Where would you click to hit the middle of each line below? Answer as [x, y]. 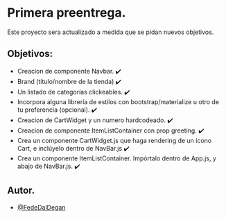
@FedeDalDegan [41, 207]
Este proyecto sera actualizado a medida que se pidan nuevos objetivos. [111, 32]
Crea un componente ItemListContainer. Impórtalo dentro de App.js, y [117, 158]
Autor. [21, 191]
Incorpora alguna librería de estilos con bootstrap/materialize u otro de [118, 101]
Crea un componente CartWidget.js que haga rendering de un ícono [114, 140]
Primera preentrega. [67, 13]
